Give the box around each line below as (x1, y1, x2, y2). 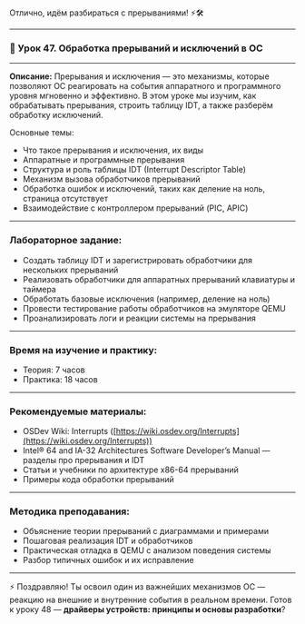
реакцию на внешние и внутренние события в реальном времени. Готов (9, 594, 292, 606)
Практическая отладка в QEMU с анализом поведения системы (22, 545, 271, 556)
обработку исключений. (9, 110, 103, 121)
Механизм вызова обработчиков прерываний (22, 173, 201, 184)
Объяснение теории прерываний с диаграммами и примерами (22, 526, 270, 537)
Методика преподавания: (9, 505, 130, 518)
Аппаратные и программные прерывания (22, 154, 185, 165)
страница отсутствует (22, 193, 109, 204)
